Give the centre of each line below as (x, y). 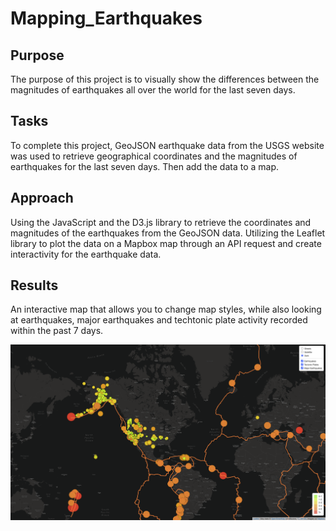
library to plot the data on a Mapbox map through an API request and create (166, 243)
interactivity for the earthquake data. (86, 254)
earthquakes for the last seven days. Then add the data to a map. (145, 166)
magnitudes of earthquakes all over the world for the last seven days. (153, 90)
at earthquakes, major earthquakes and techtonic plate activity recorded (159, 320)
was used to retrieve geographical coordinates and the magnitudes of (154, 156)
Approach (42, 198)
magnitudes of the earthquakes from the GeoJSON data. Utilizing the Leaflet (168, 233)
